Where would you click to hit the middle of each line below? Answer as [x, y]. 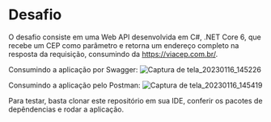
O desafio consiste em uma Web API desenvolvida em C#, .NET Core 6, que [135, 37]
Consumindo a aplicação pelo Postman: [74, 85]
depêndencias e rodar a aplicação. [66, 109]
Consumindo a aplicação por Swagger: [73, 69]
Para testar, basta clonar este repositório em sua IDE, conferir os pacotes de [135, 100]
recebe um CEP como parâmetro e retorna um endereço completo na [124, 45]
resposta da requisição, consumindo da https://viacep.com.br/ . [113, 54]
